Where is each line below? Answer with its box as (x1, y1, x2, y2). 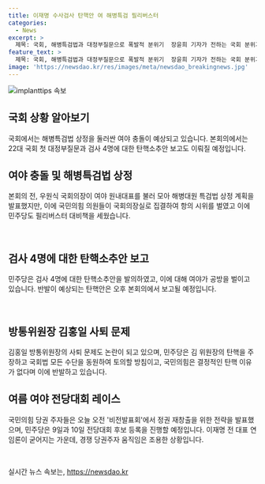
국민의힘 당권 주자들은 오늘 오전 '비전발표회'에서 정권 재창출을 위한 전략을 (8, 414, 233, 424)
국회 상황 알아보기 (8, 112, 90, 125)
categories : (8, 19, 47, 27)
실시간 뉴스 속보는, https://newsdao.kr (8, 467, 129, 476)
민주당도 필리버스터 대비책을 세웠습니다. (8, 211, 131, 221)
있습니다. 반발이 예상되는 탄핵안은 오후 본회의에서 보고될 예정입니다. (8, 284, 217, 293)
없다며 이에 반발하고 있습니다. (16, 367, 108, 376)
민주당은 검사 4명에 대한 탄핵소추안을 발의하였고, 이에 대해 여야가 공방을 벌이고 (8, 274, 251, 284)
